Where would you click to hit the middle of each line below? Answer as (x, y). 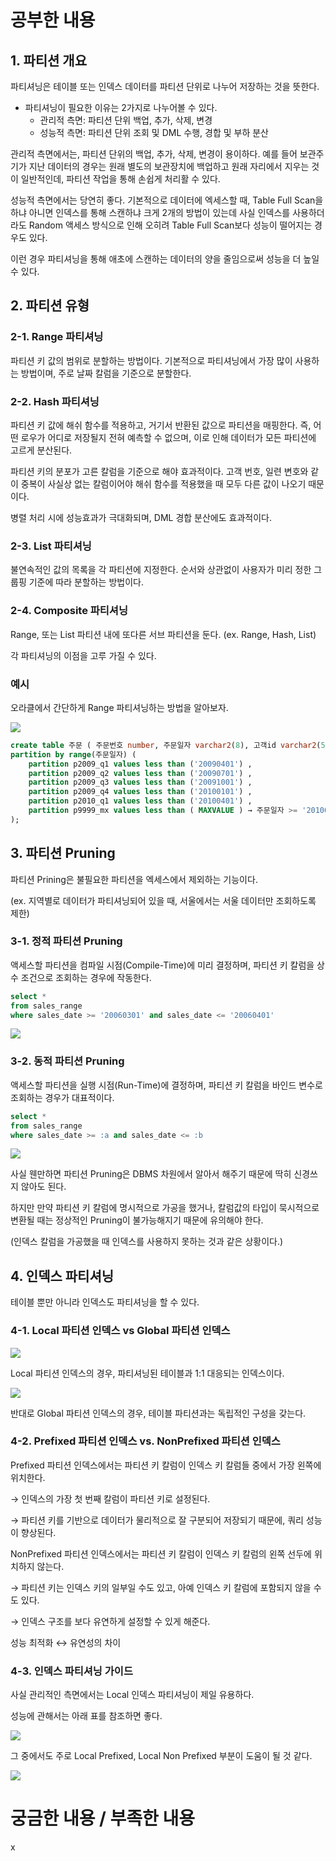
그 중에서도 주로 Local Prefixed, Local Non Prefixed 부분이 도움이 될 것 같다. (161, 1756)
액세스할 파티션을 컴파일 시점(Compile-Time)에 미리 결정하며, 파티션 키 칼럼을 (162, 965)
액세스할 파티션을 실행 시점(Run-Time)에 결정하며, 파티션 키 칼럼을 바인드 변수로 (166, 1085)
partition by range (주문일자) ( (73, 754)
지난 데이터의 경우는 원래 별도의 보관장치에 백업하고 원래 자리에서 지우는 (169, 166)
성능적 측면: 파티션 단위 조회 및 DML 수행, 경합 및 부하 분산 (154, 132)
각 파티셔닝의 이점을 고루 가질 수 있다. (83, 655)
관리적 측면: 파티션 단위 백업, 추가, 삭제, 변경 (126, 120)
